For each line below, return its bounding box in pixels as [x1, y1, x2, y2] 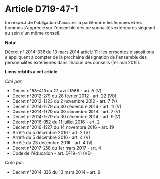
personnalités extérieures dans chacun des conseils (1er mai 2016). [5, 59, 141, 65]
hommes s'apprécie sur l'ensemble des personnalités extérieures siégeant [5, 24, 156, 30]
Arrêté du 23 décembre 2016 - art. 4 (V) [12, 139, 93, 145]
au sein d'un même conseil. [5, 30, 61, 36]
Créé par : [5, 159, 24, 165]
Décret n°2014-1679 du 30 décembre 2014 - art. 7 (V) [12, 109, 121, 114]
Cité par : [5, 78, 23, 84]
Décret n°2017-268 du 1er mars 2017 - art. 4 [12, 145, 102, 151]
